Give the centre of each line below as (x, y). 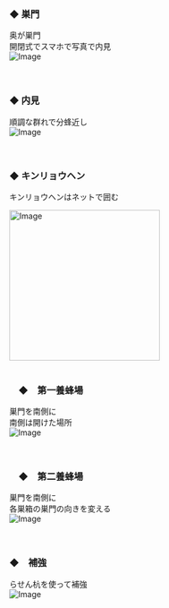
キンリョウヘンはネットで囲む (64, 197)
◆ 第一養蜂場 (51, 390)
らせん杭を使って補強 (48, 584)
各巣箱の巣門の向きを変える (60, 509)
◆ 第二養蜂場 (51, 476)
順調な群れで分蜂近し (48, 122)
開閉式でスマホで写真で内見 (60, 47)
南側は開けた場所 (41, 423)
